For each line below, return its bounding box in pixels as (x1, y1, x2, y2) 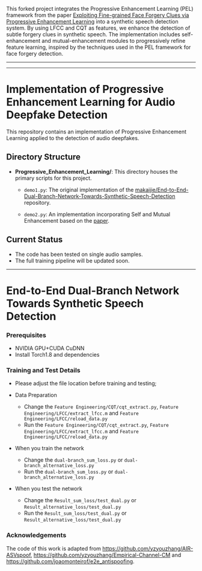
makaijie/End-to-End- (135, 186, 189, 193)
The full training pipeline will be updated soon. (14, 257, 130, 264)
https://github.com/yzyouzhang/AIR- (102, 544, 194, 552)
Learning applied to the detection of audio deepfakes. (6, 134, 139, 141)
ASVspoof (6, 551, 31, 558)
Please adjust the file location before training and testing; (14, 380, 157, 387)
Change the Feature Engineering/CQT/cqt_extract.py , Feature (23, 403, 179, 410)
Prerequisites (6, 331, 46, 339)
